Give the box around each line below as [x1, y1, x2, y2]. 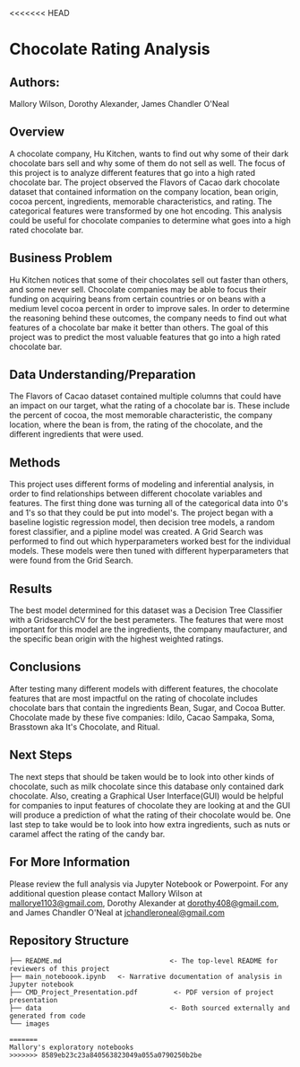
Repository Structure [9, 932, 130, 948]
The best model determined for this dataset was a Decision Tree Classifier [9, 605, 283, 616]
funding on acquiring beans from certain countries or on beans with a [9, 293, 266, 304]
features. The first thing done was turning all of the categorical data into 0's [9, 498, 288, 509]
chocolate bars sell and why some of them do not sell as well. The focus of [9, 157, 286, 169]
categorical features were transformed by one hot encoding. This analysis [9, 206, 282, 216]
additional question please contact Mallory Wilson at [9, 888, 203, 898]
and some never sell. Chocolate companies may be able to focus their [9, 284, 267, 294]
